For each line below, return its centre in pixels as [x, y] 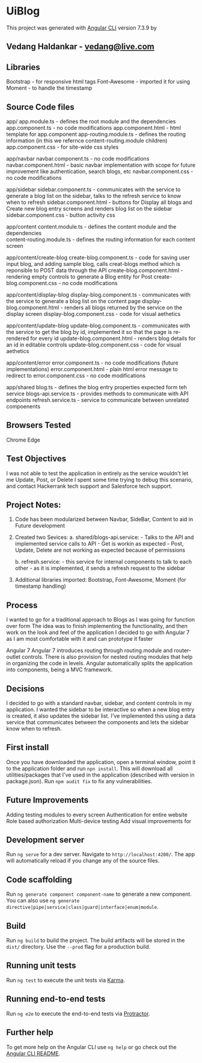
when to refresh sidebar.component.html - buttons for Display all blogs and [99, 202]
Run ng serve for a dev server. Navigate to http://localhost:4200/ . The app [101, 854]
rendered [17, 338]
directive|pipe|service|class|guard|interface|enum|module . [82, 907]
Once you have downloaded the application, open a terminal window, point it [101, 762]
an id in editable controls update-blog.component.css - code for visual [94, 345]
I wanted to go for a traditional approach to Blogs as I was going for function [101, 620]
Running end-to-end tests [56, 999]
